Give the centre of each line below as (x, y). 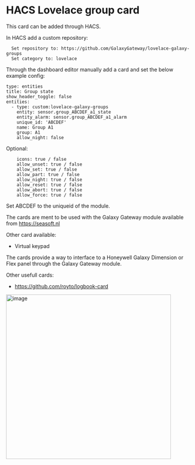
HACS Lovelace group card (73, 10)
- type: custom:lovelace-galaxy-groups (60, 107)
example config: (25, 75)
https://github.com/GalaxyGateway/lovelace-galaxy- (126, 48)
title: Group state (30, 91)
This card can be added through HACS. (54, 26)
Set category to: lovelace (44, 58)
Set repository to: (35, 48)
